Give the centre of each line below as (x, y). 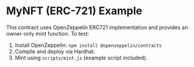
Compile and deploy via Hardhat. (55, 51)
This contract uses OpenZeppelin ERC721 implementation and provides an (97, 27)
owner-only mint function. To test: (48, 33)
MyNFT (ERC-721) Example (74, 11)
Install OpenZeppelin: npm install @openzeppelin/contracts (88, 45)
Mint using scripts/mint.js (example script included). (81, 58)
